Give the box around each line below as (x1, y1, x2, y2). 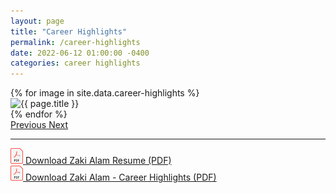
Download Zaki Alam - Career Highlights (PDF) (24, 171, 217, 184)
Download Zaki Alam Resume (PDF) (24, 154, 172, 166)
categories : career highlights (10, 58, 141, 69)
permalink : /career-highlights (10, 37, 141, 47)
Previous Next (10, 119, 69, 131)
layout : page (10, 16, 65, 26)
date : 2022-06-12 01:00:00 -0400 (10, 48, 150, 58)
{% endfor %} (10, 108, 68, 120)
